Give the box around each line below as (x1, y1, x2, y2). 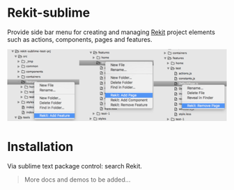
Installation (7, 139, 74, 155)
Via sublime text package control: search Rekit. (7, 161, 143, 170)
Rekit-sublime (7, 5, 91, 21)
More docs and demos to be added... (24, 175, 131, 184)
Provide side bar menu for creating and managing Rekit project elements (7, 28, 216, 36)
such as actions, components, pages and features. (7, 35, 153, 43)
